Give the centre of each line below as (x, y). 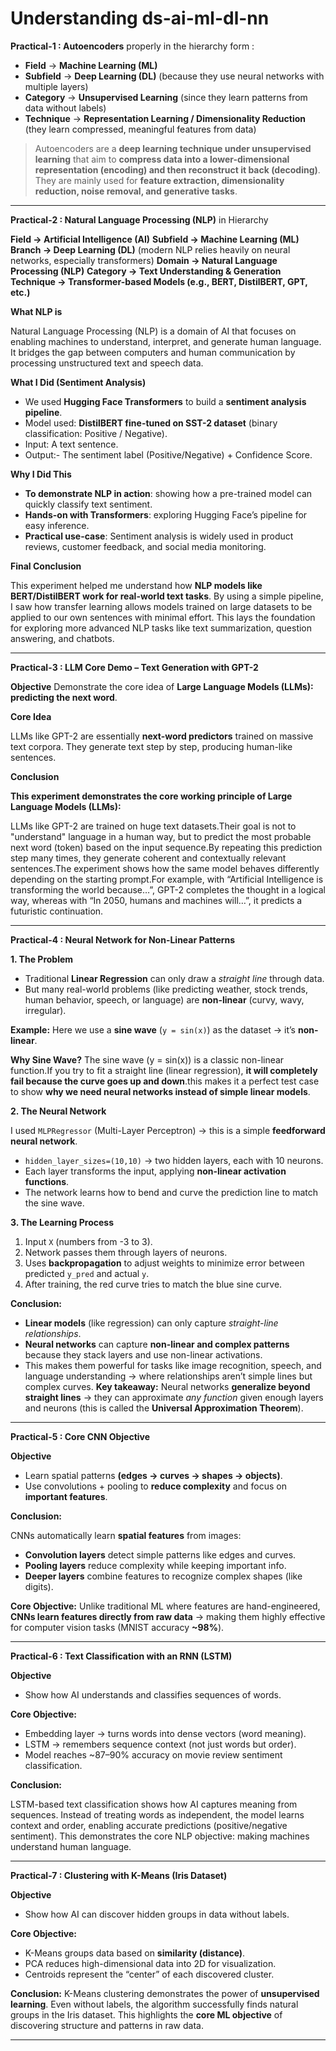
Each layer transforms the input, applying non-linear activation (155, 1171)
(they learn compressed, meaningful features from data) (140, 129)
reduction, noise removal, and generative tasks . (136, 191)
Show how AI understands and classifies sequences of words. (153, 1694)
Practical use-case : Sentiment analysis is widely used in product (159, 536)
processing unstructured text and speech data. (107, 363)
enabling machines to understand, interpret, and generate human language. (166, 341)
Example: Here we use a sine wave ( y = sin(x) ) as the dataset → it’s (153, 1029)
